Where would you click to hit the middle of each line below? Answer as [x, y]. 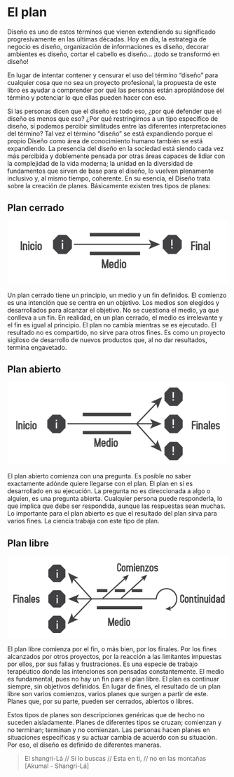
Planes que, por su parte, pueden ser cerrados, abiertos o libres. [101, 701]
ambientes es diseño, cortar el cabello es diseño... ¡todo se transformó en [114, 54]
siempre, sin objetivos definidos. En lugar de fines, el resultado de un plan [114, 686]
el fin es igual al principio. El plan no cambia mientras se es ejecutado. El [112, 325]
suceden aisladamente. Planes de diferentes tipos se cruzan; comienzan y [115, 722]
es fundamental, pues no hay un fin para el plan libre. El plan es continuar [113, 679]
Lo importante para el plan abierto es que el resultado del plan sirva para [112, 514]
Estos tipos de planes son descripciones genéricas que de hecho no [106, 714]
